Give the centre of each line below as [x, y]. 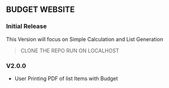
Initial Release [26, 26]
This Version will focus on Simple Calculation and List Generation [84, 39]
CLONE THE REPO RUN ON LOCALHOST [70, 50]
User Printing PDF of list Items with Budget [66, 78]
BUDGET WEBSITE [40, 10]
